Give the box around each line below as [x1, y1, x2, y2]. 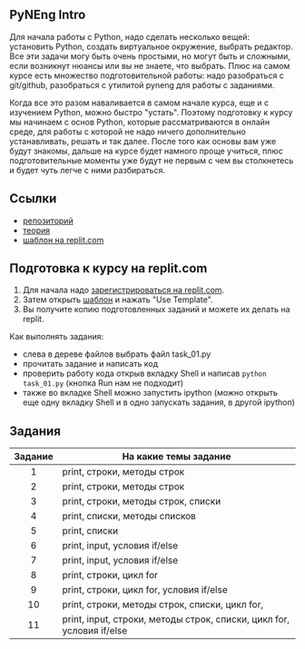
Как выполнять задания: [9, 331, 104, 342]
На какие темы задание [122, 450, 231, 463]
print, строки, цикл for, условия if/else [62, 584, 229, 596]
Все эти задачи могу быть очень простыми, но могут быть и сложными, [9, 50, 290, 62]
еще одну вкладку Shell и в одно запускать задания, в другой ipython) [22, 397, 295, 408]
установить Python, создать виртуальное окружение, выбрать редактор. [9, 41, 293, 52]
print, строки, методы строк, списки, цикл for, [62, 598, 264, 611]
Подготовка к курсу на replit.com [9, 261, 208, 276]
